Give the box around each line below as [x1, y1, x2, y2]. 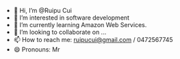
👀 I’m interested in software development [13, 14, 130, 22]
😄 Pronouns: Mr [13, 45, 60, 54]
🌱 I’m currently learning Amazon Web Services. [13, 21, 147, 28]
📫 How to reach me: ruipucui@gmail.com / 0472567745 [13, 36, 173, 43]
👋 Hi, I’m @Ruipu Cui [13, 7, 72, 14]
